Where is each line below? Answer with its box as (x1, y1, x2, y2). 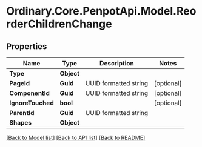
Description (99, 59, 135, 67)
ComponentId (9, 89, 50, 97)
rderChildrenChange (6, 17, 112, 31)
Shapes (9, 119, 32, 126)
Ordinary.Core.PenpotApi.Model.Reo (6, 4, 197, 18)
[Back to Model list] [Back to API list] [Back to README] (6, 134, 146, 141)
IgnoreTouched (9, 99, 54, 107)
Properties (6, 41, 47, 51)
